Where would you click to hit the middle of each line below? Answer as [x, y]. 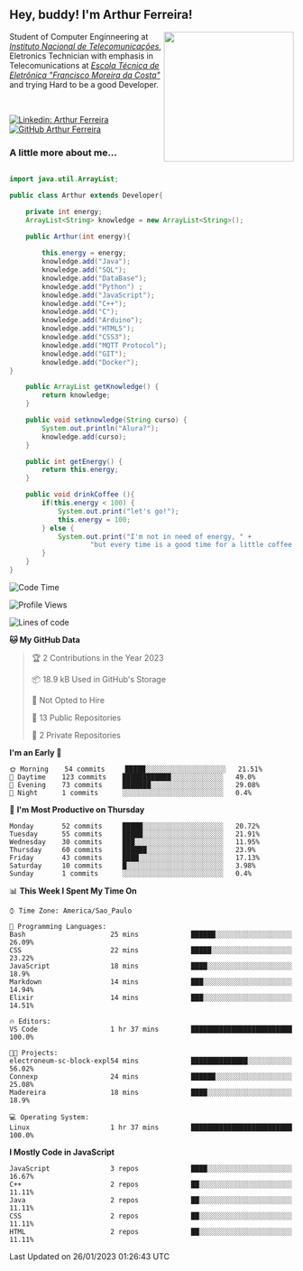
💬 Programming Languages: [58, 926]
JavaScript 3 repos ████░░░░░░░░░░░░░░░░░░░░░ [151, 1168]
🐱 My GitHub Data [45, 639]
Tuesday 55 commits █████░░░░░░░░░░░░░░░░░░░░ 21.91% [134, 834]
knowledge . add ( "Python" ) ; [92, 287]
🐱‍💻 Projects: [34, 1053]
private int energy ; [64, 211]
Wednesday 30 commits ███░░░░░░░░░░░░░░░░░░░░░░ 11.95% [134, 842]
